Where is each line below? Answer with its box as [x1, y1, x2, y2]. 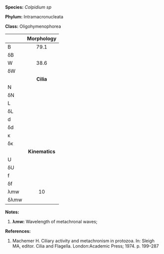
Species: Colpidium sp [5, 4, 52, 10]
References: [5, 228, 31, 234]
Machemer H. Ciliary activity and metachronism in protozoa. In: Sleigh [12, 238, 155, 244]
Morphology [27, 35, 57, 42]
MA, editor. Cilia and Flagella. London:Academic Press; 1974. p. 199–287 [12, 243, 159, 249]
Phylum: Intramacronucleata [5, 14, 63, 19]
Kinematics [28, 148, 56, 155]
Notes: [5, 209, 20, 215]
